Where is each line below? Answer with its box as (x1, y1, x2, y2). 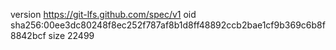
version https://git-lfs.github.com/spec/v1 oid (10, 9, 197, 20)
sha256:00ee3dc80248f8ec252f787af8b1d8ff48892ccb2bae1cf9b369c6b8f (10, 19, 326, 31)
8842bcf (10, 30, 47, 41)
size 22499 (48, 30, 95, 41)
